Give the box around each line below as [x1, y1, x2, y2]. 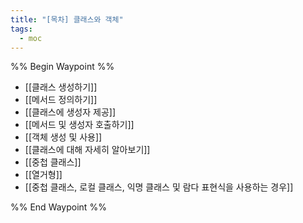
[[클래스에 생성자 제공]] [24, 106, 117, 118]
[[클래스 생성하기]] [24, 81, 98, 93]
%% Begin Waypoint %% [10, 61, 115, 73]
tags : [10, 24, 33, 34]
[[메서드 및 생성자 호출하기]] [24, 119, 135, 131]
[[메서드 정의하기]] [24, 94, 98, 106]
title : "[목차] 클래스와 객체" [10, 14, 124, 25]
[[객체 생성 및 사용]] [24, 131, 103, 143]
